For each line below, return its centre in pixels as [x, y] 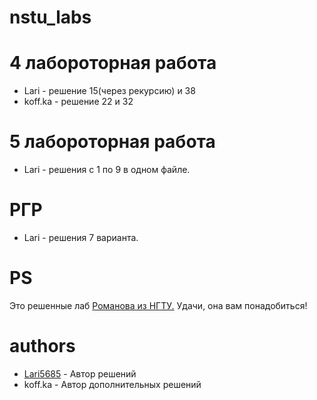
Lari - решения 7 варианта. [81, 237]
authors [42, 346]
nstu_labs [50, 17]
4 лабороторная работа [113, 63]
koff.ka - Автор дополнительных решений [112, 384]
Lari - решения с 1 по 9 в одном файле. [107, 170]
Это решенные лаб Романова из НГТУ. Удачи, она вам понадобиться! [158, 305]
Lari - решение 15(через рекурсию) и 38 [109, 91]
